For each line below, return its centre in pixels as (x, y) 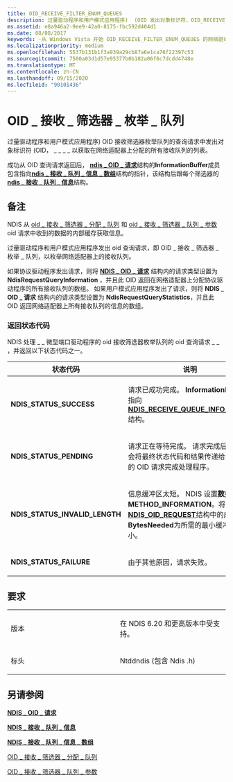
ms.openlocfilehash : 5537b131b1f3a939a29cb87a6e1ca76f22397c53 (101, 53)
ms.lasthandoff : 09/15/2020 (48, 78)
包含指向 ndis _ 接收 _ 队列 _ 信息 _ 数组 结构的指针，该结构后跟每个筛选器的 (113, 173)
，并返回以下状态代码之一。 (47, 350)
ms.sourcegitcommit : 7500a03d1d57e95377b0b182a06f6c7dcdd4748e (101, 59)
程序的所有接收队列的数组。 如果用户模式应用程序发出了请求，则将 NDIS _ (118, 288)
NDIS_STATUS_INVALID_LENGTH (66, 514)
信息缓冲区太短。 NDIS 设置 (173, 494)
